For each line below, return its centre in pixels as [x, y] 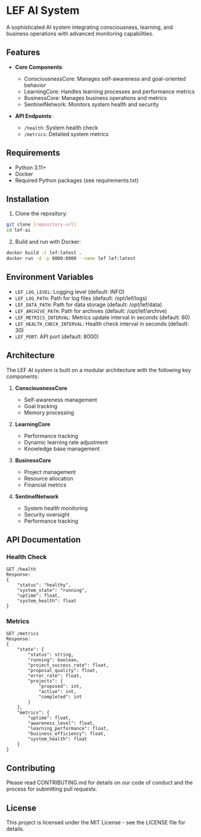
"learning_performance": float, [69, 729]
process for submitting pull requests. [52, 789]
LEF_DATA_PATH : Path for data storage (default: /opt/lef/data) [88, 304]
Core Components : [39, 67]
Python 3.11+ [31, 167]
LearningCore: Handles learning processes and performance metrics [109, 92]
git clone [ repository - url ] [42, 225]
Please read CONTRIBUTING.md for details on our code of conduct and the [100, 783]
